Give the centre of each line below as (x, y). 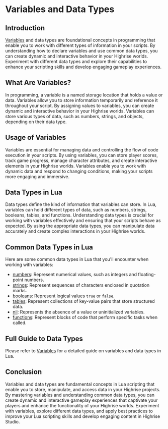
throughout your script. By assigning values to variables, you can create (80, 105)
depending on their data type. (36, 122)
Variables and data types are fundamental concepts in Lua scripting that (80, 384)
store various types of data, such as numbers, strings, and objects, (75, 116)
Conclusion (24, 372)
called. (19, 323)
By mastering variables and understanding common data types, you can (80, 395)
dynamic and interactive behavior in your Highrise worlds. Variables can (80, 111)
